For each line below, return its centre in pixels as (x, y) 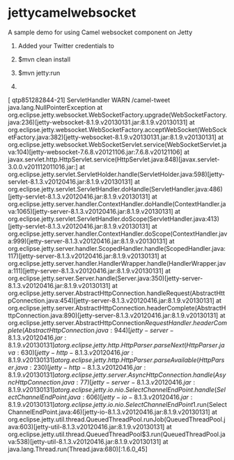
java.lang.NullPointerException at (55, 107)
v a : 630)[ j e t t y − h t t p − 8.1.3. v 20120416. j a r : (71, 352)
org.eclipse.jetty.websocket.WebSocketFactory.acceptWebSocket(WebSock (117, 129)
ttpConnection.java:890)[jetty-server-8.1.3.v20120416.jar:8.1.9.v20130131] (113, 315)
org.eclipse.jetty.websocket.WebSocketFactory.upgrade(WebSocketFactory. (118, 115)
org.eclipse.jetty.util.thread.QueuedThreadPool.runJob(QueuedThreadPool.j (117, 419)
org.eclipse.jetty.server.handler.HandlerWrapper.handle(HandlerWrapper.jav (117, 263)
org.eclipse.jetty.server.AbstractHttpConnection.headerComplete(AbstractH (117, 308)
